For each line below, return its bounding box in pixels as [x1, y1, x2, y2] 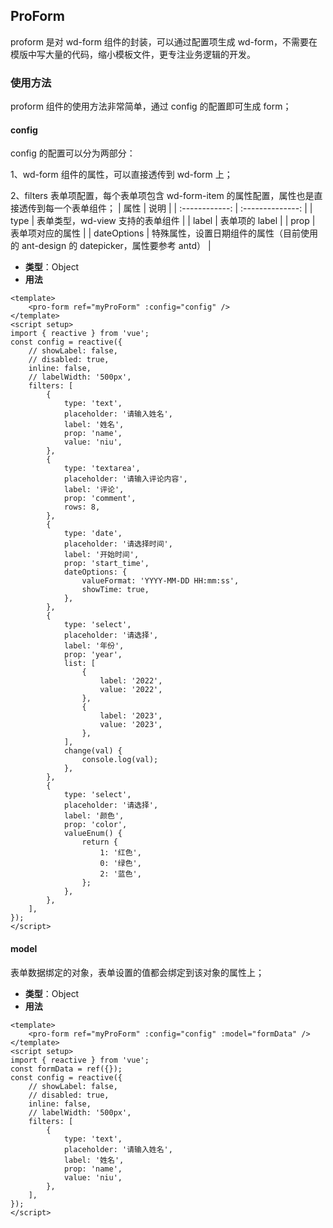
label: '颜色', [63, 811, 125, 821]
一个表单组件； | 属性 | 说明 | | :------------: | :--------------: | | [53, 202, 313, 214]
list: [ [63, 659, 97, 669]
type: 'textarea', [63, 464, 141, 474]
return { [81, 837, 118, 848]
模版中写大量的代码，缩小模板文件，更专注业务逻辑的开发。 [10, 48, 256, 60]
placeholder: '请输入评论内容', [63, 474, 188, 484]
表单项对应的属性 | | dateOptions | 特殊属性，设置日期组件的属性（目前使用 [10, 227, 318, 239]
